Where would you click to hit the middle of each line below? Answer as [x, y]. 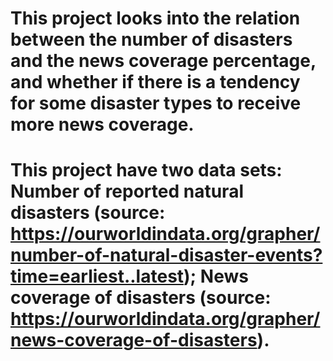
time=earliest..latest [97, 276]
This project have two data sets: [146, 170]
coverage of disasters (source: [141, 298]
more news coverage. [102, 124]
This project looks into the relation [155, 18]
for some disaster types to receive [156, 103]
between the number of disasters [151, 39]
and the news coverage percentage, [163, 61]
